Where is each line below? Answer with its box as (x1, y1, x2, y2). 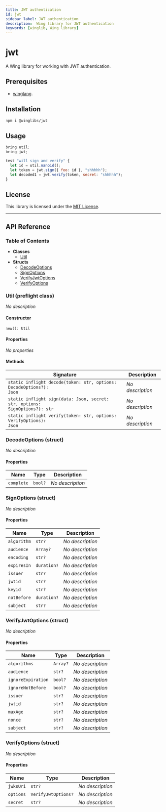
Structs (12, 259, 29, 265)
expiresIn (8, 562, 31, 568)
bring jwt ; (5, 149, 28, 155)
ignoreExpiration (8, 677, 49, 683)
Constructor (5, 315, 32, 321)
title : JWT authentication (5, 7, 61, 12)
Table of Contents (5, 237, 50, 244)
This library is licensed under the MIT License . (5, 204, 100, 210)
